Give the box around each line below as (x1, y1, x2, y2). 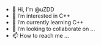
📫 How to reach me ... (12, 32, 69, 39)
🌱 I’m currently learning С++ (12, 19, 84, 26)
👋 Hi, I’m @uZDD (12, 6, 54, 13)
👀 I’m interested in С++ (12, 12, 70, 19)
